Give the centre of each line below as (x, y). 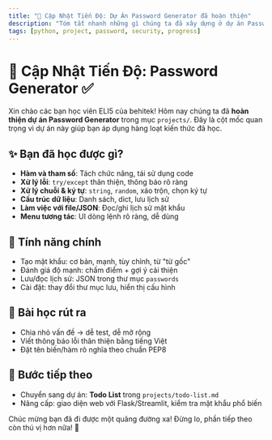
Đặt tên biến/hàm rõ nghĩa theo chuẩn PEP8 (93, 349)
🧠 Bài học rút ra (47, 313)
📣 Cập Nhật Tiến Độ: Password (113, 71)
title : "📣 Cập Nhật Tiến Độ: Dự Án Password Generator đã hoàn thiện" (130, 16)
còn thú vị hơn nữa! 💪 (44, 427)
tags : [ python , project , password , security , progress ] (104, 31)
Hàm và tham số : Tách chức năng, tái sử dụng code (107, 173)
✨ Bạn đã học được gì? (66, 154)
